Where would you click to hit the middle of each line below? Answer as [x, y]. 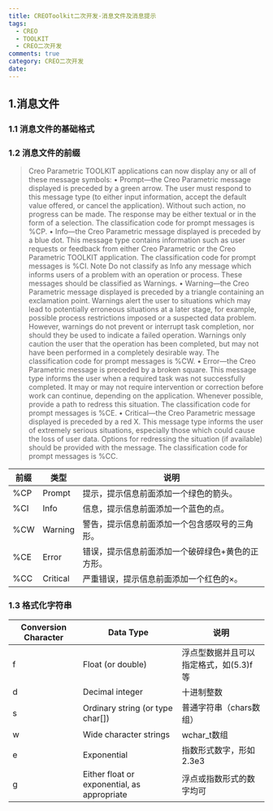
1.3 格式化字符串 [40, 605]
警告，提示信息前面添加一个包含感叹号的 [160, 524]
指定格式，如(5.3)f [217, 665]
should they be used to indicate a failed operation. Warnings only [137, 335]
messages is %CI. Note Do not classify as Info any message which [140, 266]
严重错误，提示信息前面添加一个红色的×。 [162, 579]
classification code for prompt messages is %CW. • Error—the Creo [142, 361]
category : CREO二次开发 [46, 62]
